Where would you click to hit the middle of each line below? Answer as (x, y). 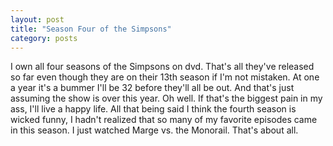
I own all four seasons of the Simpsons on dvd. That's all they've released (162, 67)
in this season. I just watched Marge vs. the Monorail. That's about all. (154, 130)
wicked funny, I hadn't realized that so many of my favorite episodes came (164, 120)
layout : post (37, 19)
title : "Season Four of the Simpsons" (91, 29)
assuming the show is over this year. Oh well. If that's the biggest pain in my (166, 98)
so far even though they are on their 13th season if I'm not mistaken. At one (165, 77)
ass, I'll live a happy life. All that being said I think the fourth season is (153, 109)
